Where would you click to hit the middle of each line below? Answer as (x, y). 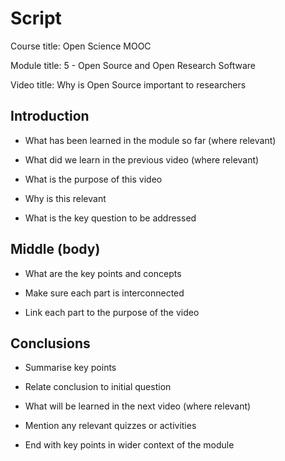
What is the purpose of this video (93, 179)
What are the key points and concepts (103, 273)
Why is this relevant (65, 198)
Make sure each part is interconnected (104, 293)
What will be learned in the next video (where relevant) (138, 406)
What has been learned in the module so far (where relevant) (150, 140)
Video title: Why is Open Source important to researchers (128, 84)
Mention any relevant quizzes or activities (110, 426)
